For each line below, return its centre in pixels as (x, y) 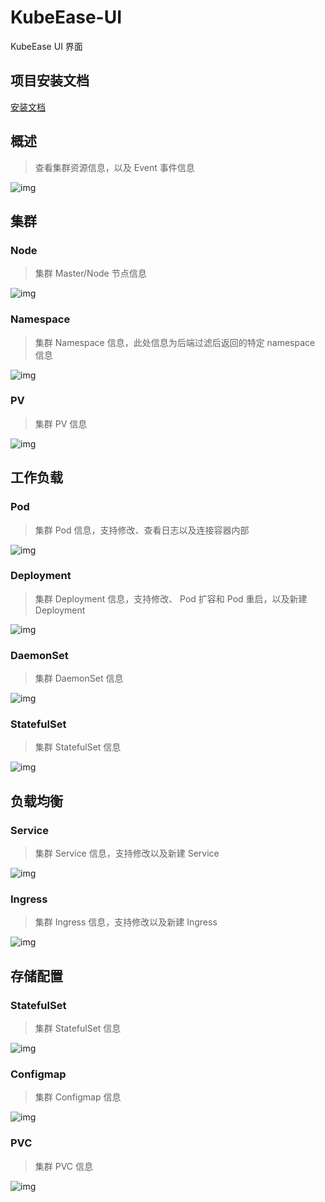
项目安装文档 (50, 81)
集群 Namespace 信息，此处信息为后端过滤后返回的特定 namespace (175, 342)
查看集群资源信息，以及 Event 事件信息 (114, 167)
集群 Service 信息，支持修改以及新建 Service (127, 853)
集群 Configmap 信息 (78, 1097)
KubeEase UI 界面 (46, 46)
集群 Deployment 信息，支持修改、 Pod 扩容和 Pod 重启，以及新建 (171, 598)
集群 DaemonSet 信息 (79, 678)
